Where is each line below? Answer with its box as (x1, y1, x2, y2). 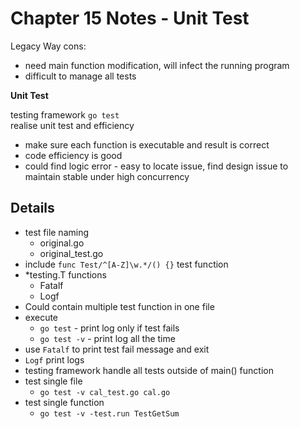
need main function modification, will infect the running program (24, 59, 290, 71)
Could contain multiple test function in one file (24, 300, 215, 312)
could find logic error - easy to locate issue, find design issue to (24, 160, 289, 172)
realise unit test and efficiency (10, 119, 135, 131)
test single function (24, 396, 105, 408)
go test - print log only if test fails (39, 322, 180, 334)
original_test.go (39, 247, 104, 259)
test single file (24, 375, 83, 387)
